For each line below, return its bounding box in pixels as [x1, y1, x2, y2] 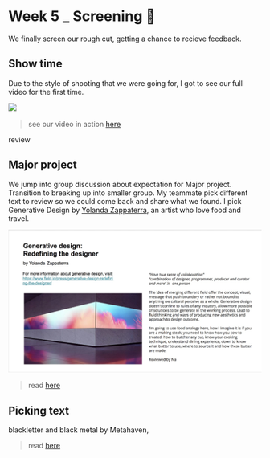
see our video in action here [27, 119, 121, 129]
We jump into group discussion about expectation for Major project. [8, 179, 232, 189]
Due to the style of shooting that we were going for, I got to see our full [8, 78, 243, 88]
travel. [8, 213, 30, 223]
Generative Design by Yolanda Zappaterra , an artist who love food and [8, 205, 241, 215]
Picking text [8, 403, 70, 417]
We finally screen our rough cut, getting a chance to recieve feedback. [8, 34, 243, 43]
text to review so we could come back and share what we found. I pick [8, 196, 242, 206]
